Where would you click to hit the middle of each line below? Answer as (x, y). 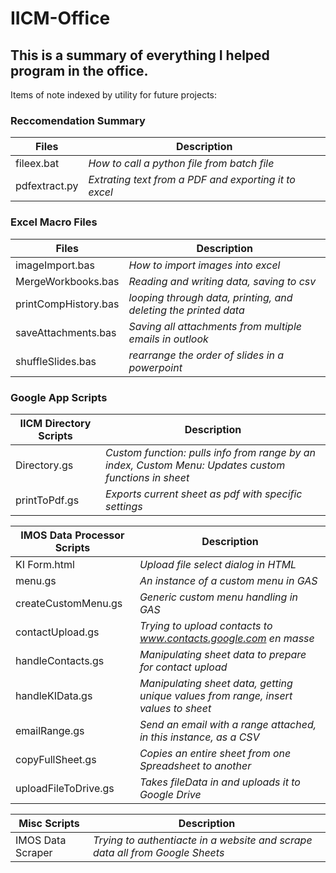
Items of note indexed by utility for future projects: (114, 95)
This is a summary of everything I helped (140, 55)
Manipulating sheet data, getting (216, 683)
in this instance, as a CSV (199, 737)
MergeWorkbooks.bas (67, 281)
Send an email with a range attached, (228, 724)
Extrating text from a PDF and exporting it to (192, 180)
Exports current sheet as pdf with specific (203, 494)
